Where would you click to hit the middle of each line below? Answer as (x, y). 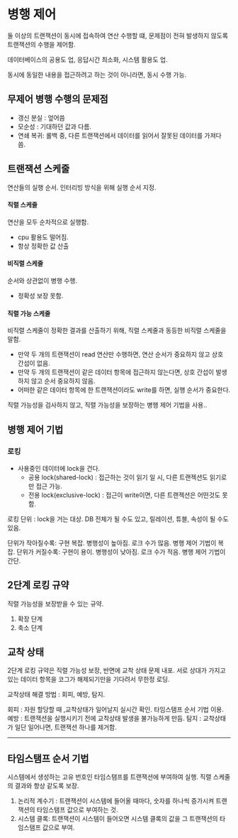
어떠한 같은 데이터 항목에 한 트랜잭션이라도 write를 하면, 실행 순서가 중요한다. (124, 390)
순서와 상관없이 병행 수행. (42, 281)
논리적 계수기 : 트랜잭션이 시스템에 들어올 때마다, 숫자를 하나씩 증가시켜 (116, 801)
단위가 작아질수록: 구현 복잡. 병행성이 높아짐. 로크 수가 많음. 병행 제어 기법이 (112, 543)
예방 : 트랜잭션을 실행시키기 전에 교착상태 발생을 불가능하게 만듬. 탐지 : (104, 719)
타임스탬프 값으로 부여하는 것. (77, 810)
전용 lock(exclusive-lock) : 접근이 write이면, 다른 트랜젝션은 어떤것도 (124, 495)
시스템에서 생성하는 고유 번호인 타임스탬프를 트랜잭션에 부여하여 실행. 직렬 (109, 777)
